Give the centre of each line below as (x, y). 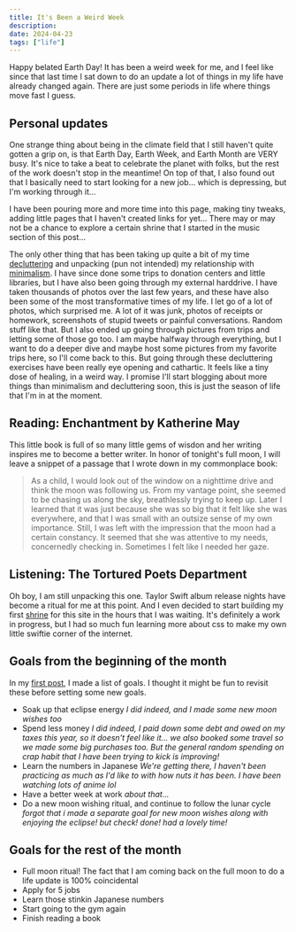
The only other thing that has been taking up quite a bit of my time (129, 254)
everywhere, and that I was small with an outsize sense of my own (152, 518)
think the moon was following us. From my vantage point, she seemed (158, 490)
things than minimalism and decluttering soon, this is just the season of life (145, 386)
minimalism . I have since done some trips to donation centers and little (137, 273)
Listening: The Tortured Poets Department (128, 575)
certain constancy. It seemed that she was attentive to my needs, (149, 537)
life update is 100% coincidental (80, 881)
